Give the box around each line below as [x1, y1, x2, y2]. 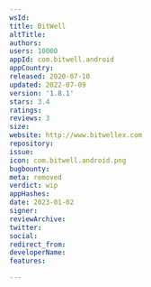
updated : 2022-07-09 [9, 80, 87, 89]
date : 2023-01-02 [9, 198, 75, 208]
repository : [9, 139, 54, 148]
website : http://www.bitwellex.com [9, 131, 143, 140]
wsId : [9, 13, 30, 23]
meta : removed [9, 172, 63, 181]
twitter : [9, 223, 42, 232]
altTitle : [9, 30, 47, 39]
